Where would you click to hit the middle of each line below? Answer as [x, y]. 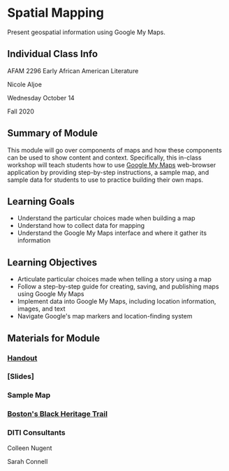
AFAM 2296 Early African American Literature [73, 70]
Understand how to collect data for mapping [81, 226]
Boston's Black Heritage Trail [58, 414]
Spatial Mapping [56, 13]
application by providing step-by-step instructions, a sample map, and [108, 172]
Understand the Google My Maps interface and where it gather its [112, 233]
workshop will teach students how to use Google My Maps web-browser [112, 164]
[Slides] [21, 376]
